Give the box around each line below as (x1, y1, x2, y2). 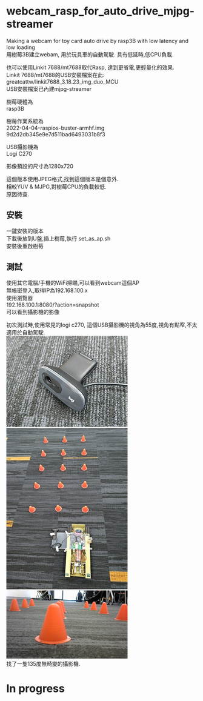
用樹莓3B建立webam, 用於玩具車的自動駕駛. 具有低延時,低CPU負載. (6, 50, 174, 58)
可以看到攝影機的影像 (6, 308, 59, 316)
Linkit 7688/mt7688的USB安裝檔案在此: (6, 71, 105, 78)
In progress (6, 682, 65, 695)
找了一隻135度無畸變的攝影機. (6, 660, 81, 667)
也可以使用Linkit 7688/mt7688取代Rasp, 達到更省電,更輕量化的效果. (6, 64, 175, 71)
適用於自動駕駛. (6, 328, 45, 336)
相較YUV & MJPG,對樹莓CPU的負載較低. (6, 183, 107, 190)
